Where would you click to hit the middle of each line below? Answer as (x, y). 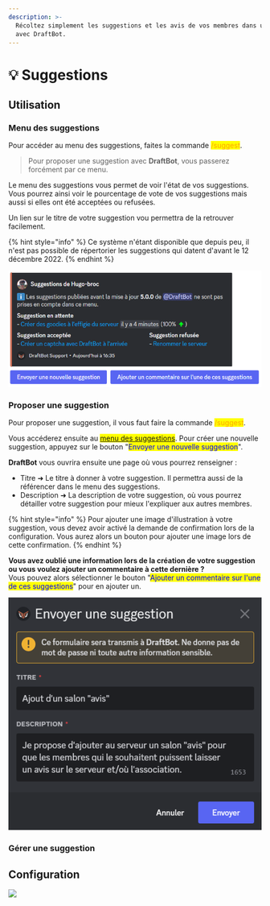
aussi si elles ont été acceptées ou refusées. (82, 202)
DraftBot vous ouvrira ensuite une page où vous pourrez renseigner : (123, 462)
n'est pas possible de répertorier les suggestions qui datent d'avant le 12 (129, 250)
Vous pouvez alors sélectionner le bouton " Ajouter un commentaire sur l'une (135, 578)
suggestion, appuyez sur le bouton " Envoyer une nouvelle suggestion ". (126, 447)
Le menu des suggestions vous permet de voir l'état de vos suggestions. (129, 185)
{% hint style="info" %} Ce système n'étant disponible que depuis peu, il (129, 242)
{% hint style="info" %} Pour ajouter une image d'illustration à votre (121, 519)
